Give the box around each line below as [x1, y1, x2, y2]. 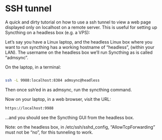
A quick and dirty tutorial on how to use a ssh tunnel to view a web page [5, 19, 151, 25]
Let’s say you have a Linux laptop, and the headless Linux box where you [5, 39, 153, 45]
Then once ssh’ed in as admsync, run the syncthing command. [5, 87, 132, 93]
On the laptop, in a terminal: [5, 64, 61, 70]
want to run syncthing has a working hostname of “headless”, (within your [5, 44, 155, 50]
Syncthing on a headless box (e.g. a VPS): [5, 29, 90, 35]
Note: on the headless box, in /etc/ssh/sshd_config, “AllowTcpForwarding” [5, 124, 156, 130]
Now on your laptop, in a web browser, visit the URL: [5, 96, 111, 102]
